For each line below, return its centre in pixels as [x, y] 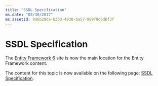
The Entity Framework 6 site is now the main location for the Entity [74, 58]
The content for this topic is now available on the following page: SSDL [79, 73]
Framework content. [26, 63]
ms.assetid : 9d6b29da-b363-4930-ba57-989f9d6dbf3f [60, 19]
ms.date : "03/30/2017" [29, 15]
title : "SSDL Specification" [36, 10]
